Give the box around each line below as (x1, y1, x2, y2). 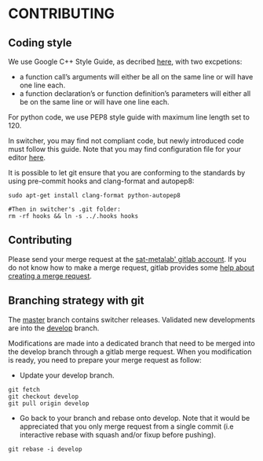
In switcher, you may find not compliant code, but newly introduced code (8, 136, 245, 146)
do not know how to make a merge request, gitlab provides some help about (8, 263, 255, 272)
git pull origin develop (8, 399, 89, 408)
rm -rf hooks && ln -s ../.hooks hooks (8, 212, 139, 220)
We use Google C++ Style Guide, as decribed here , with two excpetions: (8, 57, 243, 66)
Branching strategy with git (8, 294, 144, 308)
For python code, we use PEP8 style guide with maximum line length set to (8, 112, 250, 122)
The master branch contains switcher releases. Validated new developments (8, 315, 255, 324)
